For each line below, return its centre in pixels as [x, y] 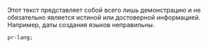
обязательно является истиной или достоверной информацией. [104, 17]
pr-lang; [20, 38]
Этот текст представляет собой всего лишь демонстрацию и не [104, 10]
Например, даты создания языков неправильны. [81, 25]
